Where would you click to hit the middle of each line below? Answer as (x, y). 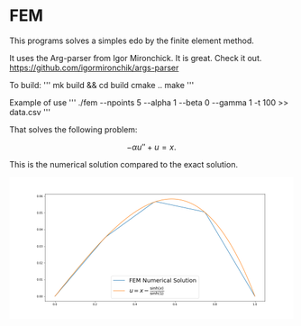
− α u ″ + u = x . (151, 147)
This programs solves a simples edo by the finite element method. (132, 41)
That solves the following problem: (73, 129)
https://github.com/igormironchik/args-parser (94, 68)
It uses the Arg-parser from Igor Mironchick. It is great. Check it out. (136, 58)
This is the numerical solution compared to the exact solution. (124, 164)
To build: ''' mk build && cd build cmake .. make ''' (102, 85)
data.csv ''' (30, 112)
